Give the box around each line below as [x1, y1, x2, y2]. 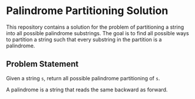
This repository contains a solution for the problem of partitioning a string [6, 23, 184, 30]
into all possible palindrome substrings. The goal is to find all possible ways [6, 29, 190, 36]
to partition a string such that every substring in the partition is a [6, 36, 162, 43]
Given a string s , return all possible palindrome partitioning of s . [6, 74, 160, 81]
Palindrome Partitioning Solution [6, 4, 168, 18]
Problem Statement [6, 59, 79, 69]
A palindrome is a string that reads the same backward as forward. [6, 86, 168, 93]
